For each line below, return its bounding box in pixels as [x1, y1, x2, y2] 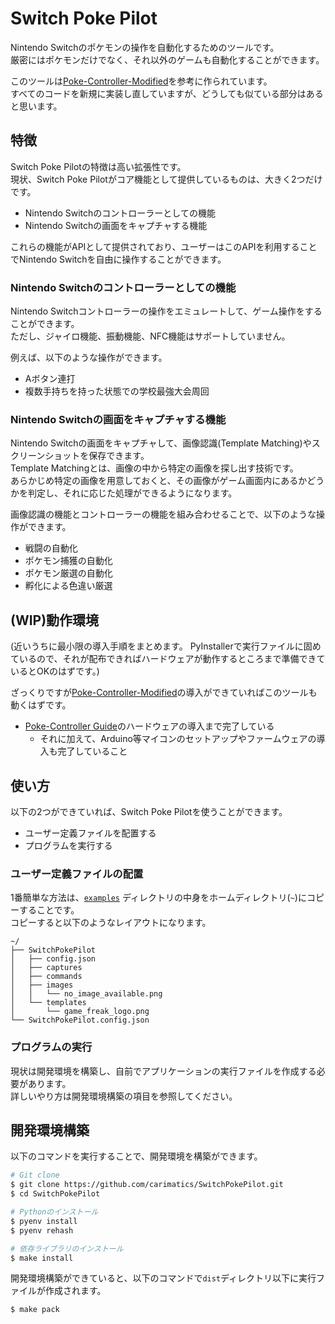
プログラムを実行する [24, 839, 113, 851]
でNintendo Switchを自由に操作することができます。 [10, 253, 227, 265]
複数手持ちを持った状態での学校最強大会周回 [24, 385, 210, 397]
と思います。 [10, 100, 63, 112]
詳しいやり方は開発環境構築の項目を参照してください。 [10, 1090, 238, 1102]
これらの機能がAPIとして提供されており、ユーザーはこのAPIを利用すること [10, 240, 318, 252]
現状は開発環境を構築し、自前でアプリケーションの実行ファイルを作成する [10, 1065, 317, 1077]
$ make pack [10, 1305, 60, 1315]
